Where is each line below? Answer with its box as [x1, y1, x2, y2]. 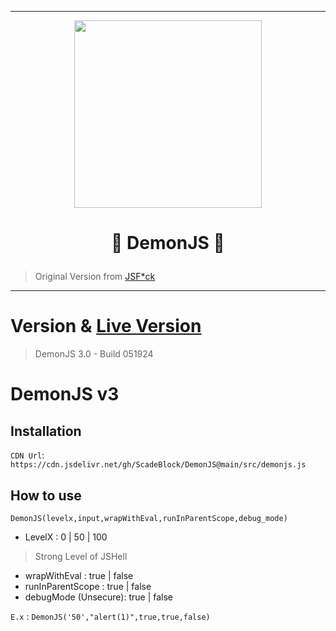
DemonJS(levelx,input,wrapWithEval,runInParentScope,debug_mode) [10, 513, 288, 523]
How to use [10, 487, 82, 504]
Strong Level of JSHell [34, 550, 128, 562]
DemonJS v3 [10, 383, 120, 406]
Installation [10, 422, 82, 440]
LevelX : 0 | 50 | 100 [24, 531, 108, 543]
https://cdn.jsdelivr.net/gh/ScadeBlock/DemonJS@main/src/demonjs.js [10, 460, 307, 470]
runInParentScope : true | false [24, 580, 152, 592]
